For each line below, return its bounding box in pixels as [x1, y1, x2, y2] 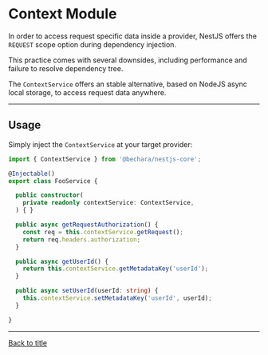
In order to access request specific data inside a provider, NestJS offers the [8, 31, 258, 41]
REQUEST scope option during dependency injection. [8, 39, 177, 49]
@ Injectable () [8, 170, 56, 177]
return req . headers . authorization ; [22, 235, 141, 244]
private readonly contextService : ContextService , [22, 199, 195, 207]
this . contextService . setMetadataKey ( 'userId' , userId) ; [22, 294, 213, 302]
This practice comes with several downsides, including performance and [8, 55, 247, 65]
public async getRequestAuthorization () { [15, 221, 159, 229]
